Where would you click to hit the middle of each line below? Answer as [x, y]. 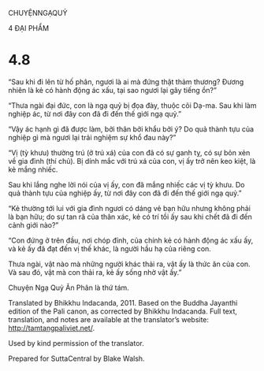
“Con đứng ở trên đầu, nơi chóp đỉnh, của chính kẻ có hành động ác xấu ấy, [131, 240]
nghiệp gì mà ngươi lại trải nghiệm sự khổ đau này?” [92, 137]
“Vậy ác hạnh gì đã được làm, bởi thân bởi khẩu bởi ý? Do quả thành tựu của [131, 129]
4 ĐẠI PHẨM [29, 28]
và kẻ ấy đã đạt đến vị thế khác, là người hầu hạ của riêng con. [110, 248]
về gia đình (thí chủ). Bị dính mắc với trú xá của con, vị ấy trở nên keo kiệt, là [132, 161]
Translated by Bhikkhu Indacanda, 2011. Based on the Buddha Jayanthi [123, 302]
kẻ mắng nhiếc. [33, 169]
